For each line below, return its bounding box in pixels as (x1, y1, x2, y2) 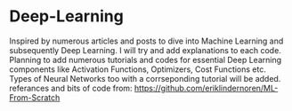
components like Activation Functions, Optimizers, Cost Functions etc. (9, 64, 267, 75)
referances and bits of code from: (9, 83, 133, 93)
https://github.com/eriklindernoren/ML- (134, 83, 279, 93)
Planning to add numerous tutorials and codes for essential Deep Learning (9, 54, 282, 65)
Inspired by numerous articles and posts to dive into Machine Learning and (9, 36, 284, 46)
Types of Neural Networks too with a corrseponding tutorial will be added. (9, 73, 281, 83)
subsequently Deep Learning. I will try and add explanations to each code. (9, 44, 282, 55)
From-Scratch (9, 91, 61, 103)
